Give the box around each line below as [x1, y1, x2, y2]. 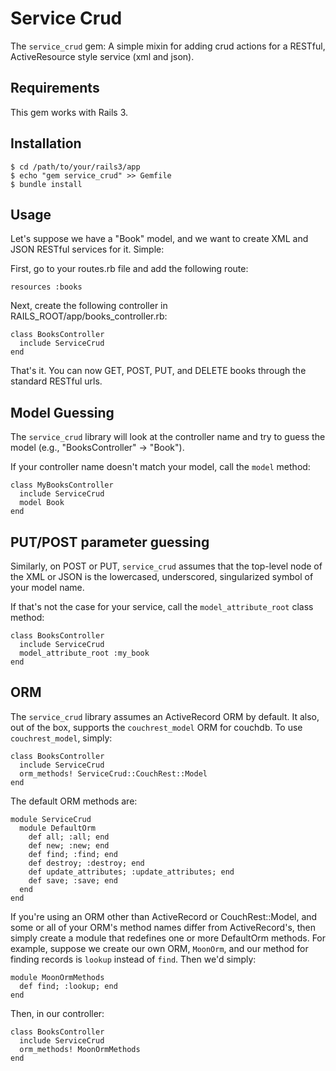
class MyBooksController [10, 480, 114, 491]
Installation [10, 135, 82, 152]
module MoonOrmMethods [10, 972, 105, 982]
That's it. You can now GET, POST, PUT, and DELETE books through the [10, 365, 307, 377]
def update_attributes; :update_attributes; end [28, 867, 235, 877]
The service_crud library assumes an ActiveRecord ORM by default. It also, [10, 710, 320, 722]
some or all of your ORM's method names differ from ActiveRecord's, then [10, 921, 317, 933]
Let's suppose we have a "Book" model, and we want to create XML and [10, 233, 309, 245]
